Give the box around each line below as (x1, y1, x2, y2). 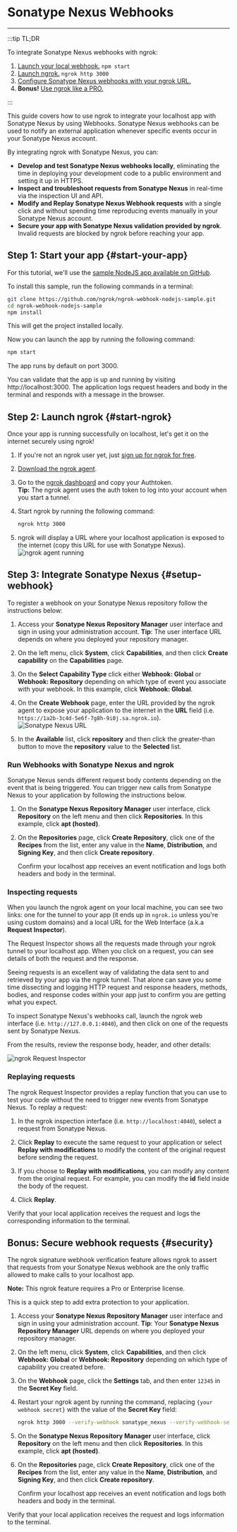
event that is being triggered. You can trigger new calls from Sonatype (7, 784, 212, 792)
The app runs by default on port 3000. (7, 362, 119, 370)
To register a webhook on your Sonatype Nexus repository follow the (7, 599, 208, 607)
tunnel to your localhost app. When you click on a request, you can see (7, 947, 214, 955)
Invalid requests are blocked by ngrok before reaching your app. (17, 229, 205, 237)
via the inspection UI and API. (17, 191, 104, 200)
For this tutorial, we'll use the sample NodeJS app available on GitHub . (7, 268, 212, 276)
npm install (7, 309, 42, 316)
